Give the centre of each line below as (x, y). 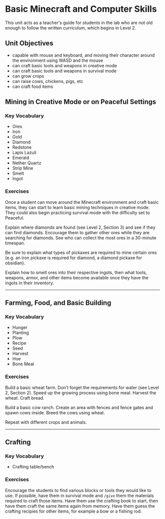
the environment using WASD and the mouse (57, 60)
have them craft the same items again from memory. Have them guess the (80, 506)
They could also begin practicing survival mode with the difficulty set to (78, 213)
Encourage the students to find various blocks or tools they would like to (78, 490)
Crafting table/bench (33, 467)
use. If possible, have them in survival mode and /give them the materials (79, 495)
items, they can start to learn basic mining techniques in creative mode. (77, 207)
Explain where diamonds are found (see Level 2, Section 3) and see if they (80, 227)
